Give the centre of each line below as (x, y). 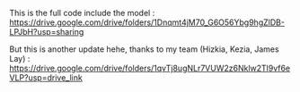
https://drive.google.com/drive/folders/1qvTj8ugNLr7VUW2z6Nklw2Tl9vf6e (150, 68)
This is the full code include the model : (82, 13)
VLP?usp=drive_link (46, 78)
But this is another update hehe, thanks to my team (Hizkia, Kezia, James (145, 49)
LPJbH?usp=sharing (47, 32)
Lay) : (20, 59)
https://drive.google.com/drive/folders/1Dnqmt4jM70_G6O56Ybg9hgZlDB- (147, 22)
